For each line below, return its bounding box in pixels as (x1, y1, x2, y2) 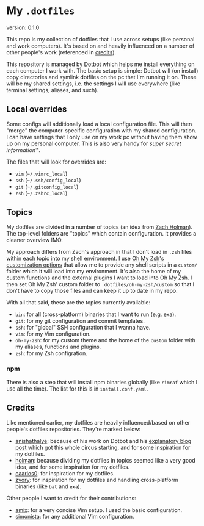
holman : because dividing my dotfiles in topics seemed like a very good (15, 456, 195, 464)
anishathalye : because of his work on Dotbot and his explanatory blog (15, 437, 191, 444)
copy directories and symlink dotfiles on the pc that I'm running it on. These (6, 73, 197, 81)
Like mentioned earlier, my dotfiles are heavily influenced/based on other (6, 419, 191, 426)
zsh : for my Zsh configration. (15, 349, 87, 357)
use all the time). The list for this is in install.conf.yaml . (6, 385, 148, 392)
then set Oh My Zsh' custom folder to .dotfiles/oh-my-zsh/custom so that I (6, 280, 195, 287)
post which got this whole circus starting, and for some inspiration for (15, 444, 191, 451)
